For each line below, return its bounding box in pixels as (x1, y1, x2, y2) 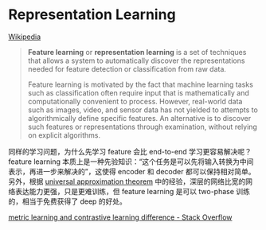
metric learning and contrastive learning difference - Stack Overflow (8, 212, 233, 222)
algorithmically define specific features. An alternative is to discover (27, 113, 252, 123)
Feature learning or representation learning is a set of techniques (27, 47, 247, 57)
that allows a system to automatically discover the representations (27, 56, 245, 65)
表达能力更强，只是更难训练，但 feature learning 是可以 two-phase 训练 (14, 186, 251, 196)
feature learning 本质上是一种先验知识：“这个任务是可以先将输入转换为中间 (8, 157, 254, 166)
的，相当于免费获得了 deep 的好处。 (8, 197, 127, 206)
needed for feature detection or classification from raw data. (27, 64, 227, 73)
